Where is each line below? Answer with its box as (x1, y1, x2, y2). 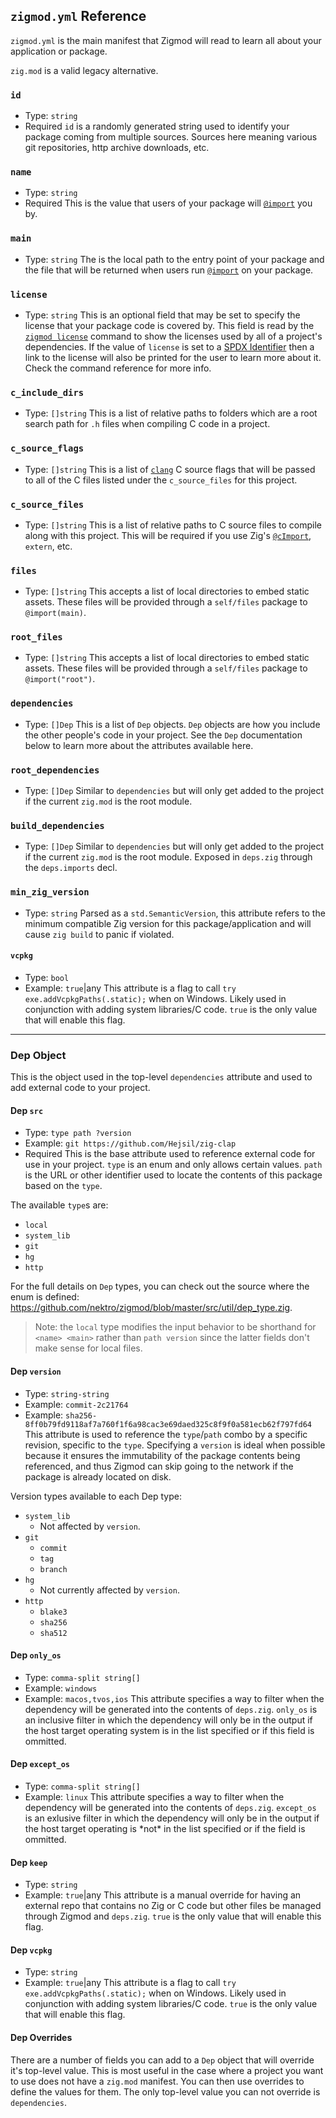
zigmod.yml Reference (10, 8, 147, 25)
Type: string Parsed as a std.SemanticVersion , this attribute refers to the (24, 907, 326, 919)
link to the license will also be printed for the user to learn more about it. (24, 352, 322, 363)
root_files (10, 632, 63, 643)
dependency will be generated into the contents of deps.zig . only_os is (24, 1703, 318, 1715)
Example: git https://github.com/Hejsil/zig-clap (24, 1137, 237, 1149)
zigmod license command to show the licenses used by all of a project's (24, 330, 323, 342)
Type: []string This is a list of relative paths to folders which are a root (24, 407, 318, 419)
